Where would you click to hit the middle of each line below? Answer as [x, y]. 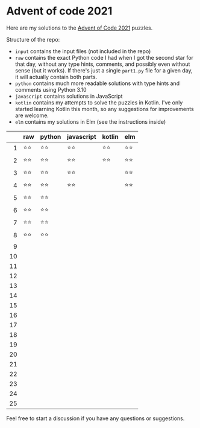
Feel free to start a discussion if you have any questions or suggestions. [95, 418]
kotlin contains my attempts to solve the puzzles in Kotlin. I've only [99, 102]
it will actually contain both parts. [56, 77]
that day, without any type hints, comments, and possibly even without [102, 64]
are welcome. [32, 115]
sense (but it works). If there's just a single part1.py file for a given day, [104, 70]
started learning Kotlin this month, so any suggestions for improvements [104, 109]
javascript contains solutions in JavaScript [69, 96]
